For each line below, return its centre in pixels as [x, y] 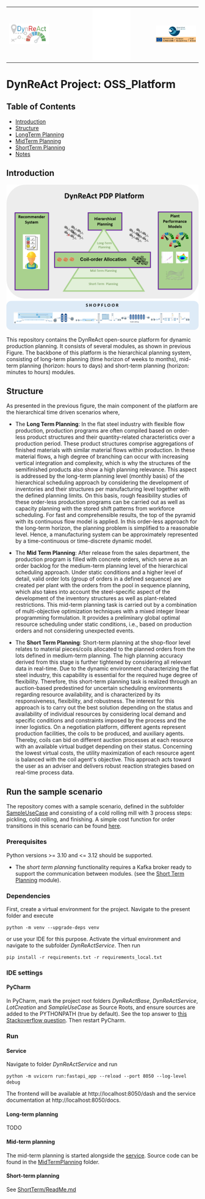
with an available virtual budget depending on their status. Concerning [103, 747]
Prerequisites [27, 842]
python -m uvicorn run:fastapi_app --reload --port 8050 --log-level [97, 1076]
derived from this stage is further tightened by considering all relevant [103, 662]
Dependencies [28, 896]
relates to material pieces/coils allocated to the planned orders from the [105, 649]
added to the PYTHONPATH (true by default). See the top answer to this [97, 1014]
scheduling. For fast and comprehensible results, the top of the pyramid [105, 515]
